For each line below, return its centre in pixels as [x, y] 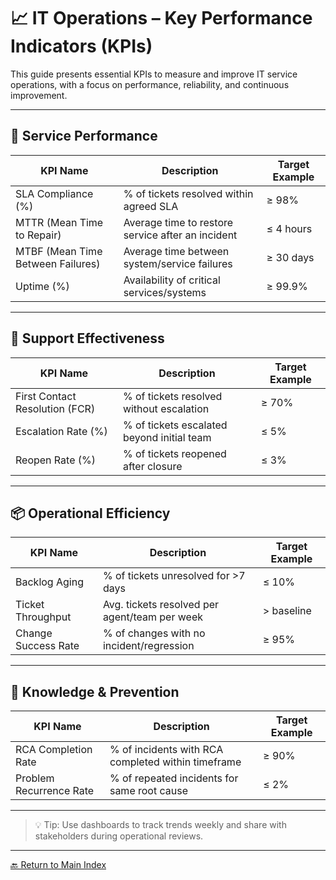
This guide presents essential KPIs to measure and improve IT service [154, 74]
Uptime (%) [42, 286]
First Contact [46, 396]
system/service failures [178, 263]
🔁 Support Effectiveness [87, 338]
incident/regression [148, 646]
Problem [35, 778]
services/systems [165, 292]
